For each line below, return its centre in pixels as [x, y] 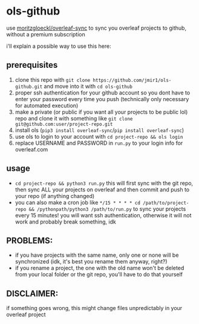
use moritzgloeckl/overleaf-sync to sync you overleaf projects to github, [96, 28]
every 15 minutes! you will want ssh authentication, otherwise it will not [103, 215]
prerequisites [32, 65]
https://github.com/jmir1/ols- [132, 80]
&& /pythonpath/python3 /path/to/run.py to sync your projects [107, 209]
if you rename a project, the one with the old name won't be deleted [99, 268]
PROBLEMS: [30, 240]
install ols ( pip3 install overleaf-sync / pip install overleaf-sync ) [99, 130]
